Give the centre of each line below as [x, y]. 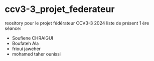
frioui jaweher [26, 48]
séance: [13, 28]
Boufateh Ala [25, 43]
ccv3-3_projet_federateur [60, 9]
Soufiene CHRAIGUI [33, 38]
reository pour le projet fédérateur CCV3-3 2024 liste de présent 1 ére [77, 23]
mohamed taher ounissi [36, 54]
